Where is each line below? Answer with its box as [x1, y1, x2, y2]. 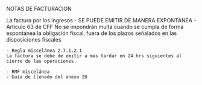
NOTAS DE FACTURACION [6, 5, 72, 12]
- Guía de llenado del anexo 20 [6, 74, 87, 80]
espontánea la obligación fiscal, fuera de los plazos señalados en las [6, 30, 177, 37]
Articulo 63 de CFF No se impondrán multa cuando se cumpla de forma [6, 24, 184, 30]
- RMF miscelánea [6, 69, 50, 75]
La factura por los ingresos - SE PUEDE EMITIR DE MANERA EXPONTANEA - [6, 17, 197, 24]
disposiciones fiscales [6, 36, 62, 43]
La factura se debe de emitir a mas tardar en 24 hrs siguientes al [6, 53, 182, 59]
